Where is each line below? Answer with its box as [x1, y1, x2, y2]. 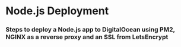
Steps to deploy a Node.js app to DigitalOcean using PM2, [5, 26, 176, 34]
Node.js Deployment [5, 4, 109, 18]
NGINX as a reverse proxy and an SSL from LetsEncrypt [5, 33, 169, 41]
